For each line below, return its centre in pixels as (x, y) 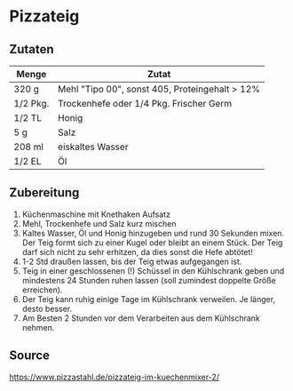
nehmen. (38, 327)
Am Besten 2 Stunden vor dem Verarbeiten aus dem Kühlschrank (141, 318)
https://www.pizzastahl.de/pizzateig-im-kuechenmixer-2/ (115, 377)
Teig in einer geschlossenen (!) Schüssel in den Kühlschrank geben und (153, 271)
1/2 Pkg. (32, 104)
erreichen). (42, 290)
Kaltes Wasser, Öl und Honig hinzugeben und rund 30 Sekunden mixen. (153, 233)
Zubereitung (44, 193)
